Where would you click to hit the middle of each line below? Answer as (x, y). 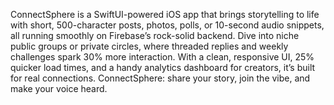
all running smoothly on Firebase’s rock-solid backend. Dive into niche (155, 35)
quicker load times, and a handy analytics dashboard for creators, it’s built (163, 67)
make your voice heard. (59, 88)
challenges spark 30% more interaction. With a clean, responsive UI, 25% (162, 57)
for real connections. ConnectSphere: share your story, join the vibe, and (160, 78)
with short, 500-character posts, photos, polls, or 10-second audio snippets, (167, 25)
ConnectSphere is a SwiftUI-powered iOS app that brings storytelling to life (165, 14)
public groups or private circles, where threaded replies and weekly (149, 46)
